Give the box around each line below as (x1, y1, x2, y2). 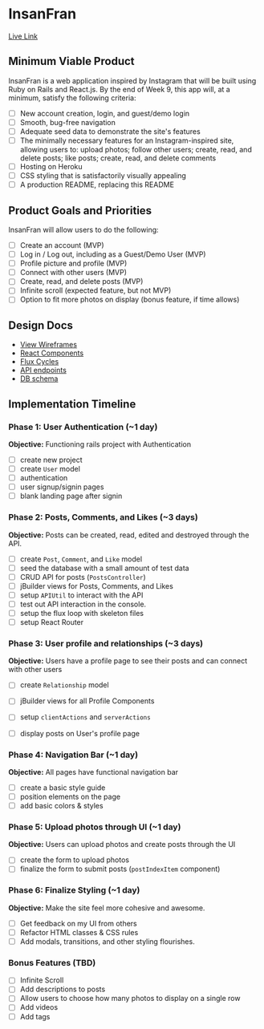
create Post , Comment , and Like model (19, 554, 143, 564)
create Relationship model (19, 680, 110, 690)
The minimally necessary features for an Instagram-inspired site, (19, 136, 234, 145)
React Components (19, 348, 84, 358)
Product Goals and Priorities (8, 204, 152, 217)
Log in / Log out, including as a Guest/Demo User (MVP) (19, 249, 206, 259)
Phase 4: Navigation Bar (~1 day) (8, 749, 139, 760)
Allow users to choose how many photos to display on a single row (19, 994, 241, 1003)
